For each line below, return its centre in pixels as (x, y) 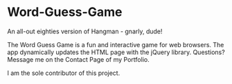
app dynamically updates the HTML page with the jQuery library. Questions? (116, 52)
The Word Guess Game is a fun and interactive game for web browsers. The (116, 44)
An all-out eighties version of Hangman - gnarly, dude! (85, 31)
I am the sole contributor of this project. (64, 73)
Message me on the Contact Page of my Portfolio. (79, 59)
